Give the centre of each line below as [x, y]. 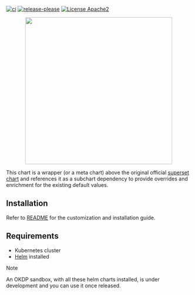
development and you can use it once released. [64, 286]
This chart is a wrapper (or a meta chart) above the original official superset [98, 172]
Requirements [32, 236]
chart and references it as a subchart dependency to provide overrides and [97, 179]
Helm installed [32, 256]
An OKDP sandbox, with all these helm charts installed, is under [83, 279]
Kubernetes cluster [38, 250]
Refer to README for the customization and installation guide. [81, 217]
